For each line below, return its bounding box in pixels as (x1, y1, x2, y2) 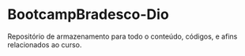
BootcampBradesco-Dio (7, 6, 169, 24)
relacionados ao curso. (7, 39, 82, 49)
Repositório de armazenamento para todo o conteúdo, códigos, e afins (7, 32, 238, 41)
